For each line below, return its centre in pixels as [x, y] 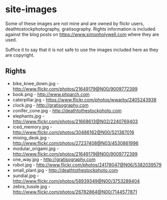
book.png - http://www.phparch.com [51, 94]
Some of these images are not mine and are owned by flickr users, [75, 23]
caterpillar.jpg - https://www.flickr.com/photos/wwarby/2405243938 [85, 99]
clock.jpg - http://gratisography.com [51, 105]
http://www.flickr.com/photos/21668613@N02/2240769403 [75, 121]
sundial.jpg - [26, 176]
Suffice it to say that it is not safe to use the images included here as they [82, 49]
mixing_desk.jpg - [31, 137]
